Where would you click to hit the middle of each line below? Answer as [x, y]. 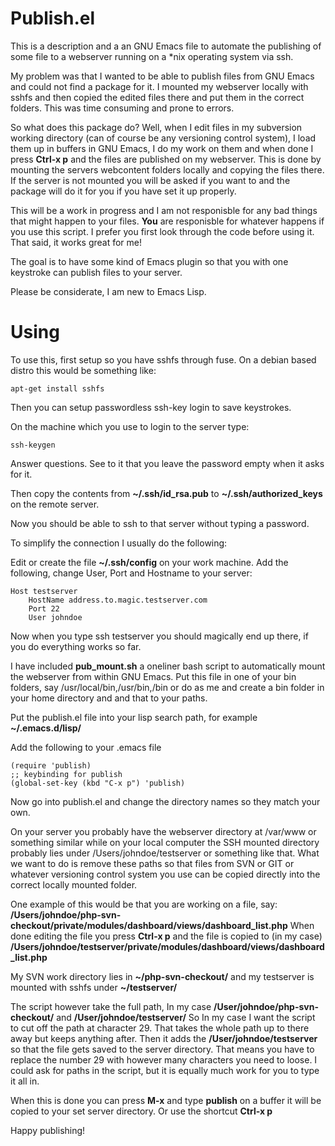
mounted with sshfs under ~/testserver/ [94, 987]
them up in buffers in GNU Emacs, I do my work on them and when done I [162, 148]
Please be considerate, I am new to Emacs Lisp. [108, 291]
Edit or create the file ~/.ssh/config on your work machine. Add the [149, 562]
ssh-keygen [33, 445]
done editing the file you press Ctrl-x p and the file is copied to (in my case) [166, 936]
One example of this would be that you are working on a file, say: [144, 904]
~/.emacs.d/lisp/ [46, 728]
